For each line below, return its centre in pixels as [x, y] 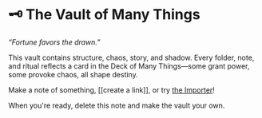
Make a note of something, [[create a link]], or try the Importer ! [112, 90]
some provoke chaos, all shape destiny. [73, 74]
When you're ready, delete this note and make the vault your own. [117, 105]
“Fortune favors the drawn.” [55, 42]
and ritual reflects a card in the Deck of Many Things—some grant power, [129, 66]
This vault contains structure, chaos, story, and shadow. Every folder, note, [131, 57]
